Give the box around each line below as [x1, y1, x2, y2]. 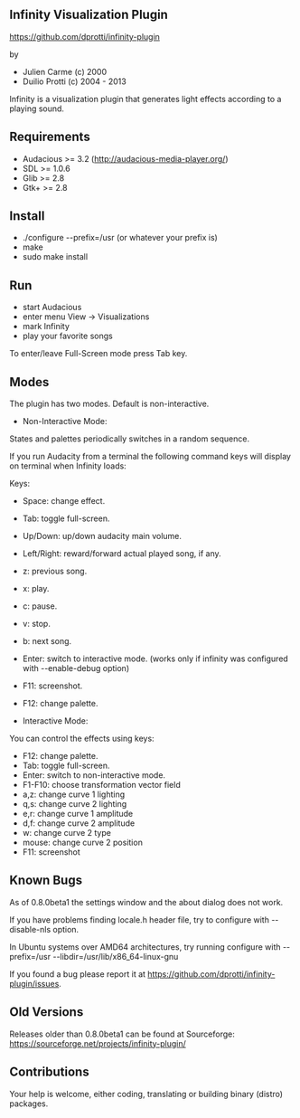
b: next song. [22, 636, 72, 647]
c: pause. [22, 601, 58, 611]
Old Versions [9, 1004, 84, 1020]
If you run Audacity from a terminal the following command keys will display [9, 451, 292, 462]
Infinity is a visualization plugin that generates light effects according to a [9, 93, 282, 104]
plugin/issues [9, 978, 60, 989]
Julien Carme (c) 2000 [22, 66, 108, 77]
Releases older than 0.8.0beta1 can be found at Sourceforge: [9, 1028, 235, 1039]
